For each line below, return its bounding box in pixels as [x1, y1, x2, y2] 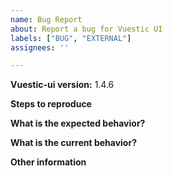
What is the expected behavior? [10, 117, 146, 130]
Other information [10, 156, 87, 168]
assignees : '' [10, 42, 70, 53]
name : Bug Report [10, 14, 83, 25]
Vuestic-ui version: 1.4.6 [10, 79, 115, 91]
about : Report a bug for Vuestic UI [10, 24, 163, 34]
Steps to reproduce [10, 98, 92, 110]
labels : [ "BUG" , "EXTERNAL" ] [10, 33, 132, 43]
